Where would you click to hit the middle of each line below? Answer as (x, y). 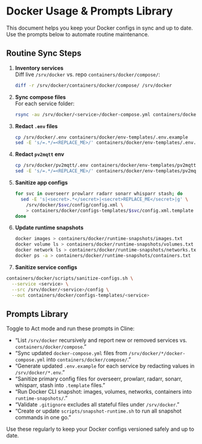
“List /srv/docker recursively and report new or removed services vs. (101, 341)
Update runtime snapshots (49, 227)
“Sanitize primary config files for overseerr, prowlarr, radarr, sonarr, (99, 379)
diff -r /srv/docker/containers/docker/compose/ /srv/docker (93, 85)
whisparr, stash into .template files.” (60, 385)
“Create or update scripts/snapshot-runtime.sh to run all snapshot (98, 411)
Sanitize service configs (46, 267)
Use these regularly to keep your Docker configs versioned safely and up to (100, 429)
